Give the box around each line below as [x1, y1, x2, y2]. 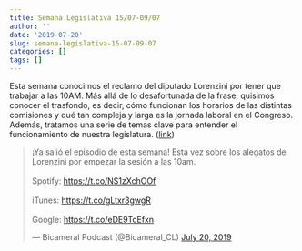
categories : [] [9, 47, 67, 56]
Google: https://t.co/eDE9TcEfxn [31, 215, 155, 225]
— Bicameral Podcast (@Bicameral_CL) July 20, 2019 [31, 232, 232, 242]
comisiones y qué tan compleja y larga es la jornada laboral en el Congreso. [9, 110, 294, 120]
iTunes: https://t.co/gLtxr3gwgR [31, 195, 152, 206]
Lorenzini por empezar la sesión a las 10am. [31, 156, 196, 166]
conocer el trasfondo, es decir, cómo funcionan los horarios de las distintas [9, 100, 293, 110]
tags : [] [9, 55, 43, 65]
